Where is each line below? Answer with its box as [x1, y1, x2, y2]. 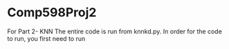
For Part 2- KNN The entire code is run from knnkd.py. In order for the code [7, 27, 223, 35]
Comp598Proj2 [7, 5, 97, 20]
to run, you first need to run [7, 34, 86, 42]
